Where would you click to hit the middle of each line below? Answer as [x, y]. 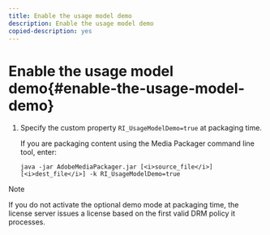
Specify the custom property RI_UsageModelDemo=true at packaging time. [141, 128]
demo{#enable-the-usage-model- [126, 88]
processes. [27, 222]
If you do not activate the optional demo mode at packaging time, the [124, 205]
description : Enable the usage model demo [81, 23]
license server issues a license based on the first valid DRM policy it [122, 214]
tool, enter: [38, 152]
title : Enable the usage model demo [70, 16]
